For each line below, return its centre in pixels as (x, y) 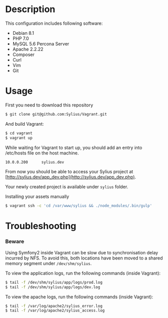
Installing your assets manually (37, 196)
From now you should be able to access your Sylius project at (69, 171)
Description (30, 9)
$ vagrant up (19, 138)
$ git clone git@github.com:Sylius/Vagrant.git (56, 114)
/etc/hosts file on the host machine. (42, 153)
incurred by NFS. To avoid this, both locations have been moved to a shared (84, 258)
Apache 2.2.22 (28, 49)
